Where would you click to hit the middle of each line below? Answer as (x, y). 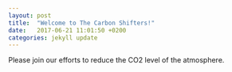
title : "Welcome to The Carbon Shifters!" (82, 23)
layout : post (30, 15)
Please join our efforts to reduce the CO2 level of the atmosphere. (116, 60)
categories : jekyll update (53, 38)
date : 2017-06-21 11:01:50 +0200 (67, 30)
